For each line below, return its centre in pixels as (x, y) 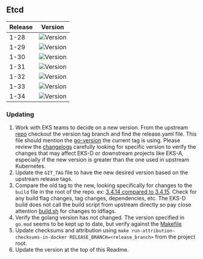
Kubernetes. (30, 166)
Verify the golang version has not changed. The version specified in (100, 218)
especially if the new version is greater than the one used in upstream (102, 160)
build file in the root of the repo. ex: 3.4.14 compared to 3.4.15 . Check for (106, 192)
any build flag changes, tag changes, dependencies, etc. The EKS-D (100, 198)
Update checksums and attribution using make (72, 231)
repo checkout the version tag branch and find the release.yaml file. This (106, 134)
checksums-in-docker (41, 238)
